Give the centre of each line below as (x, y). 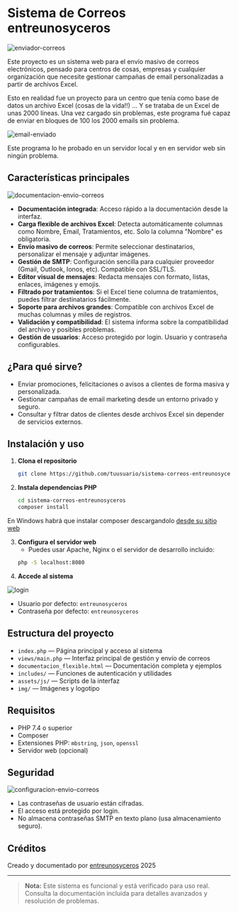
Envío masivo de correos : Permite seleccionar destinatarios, (106, 246)
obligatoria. (34, 238)
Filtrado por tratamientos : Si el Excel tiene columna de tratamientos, (118, 292)
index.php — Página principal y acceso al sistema (90, 650)
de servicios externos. (50, 422)
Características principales (68, 178)
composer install (43, 507)
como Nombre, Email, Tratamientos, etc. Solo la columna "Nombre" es (120, 231)
